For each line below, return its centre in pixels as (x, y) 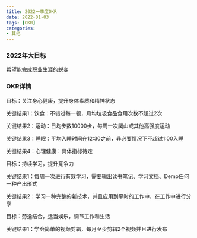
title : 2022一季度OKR (31, 12)
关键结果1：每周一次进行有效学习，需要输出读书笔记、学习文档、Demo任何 (98, 176)
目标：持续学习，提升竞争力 (40, 163)
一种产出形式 (22, 183)
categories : (21, 28)
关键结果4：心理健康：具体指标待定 (50, 151)
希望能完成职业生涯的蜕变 (37, 69)
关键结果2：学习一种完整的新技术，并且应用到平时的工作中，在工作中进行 (96, 196)
